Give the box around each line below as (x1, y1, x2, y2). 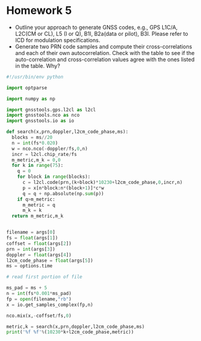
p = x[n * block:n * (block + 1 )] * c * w (22, 185, 104, 191)
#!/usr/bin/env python (6, 74, 64, 80)
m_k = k (22, 207, 42, 213)
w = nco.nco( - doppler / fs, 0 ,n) (12, 146, 88, 152)
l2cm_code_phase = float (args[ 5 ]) (6, 258, 94, 264)
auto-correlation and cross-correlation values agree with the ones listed (15, 56, 195, 63)
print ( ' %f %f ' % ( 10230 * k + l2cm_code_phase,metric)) (6, 329, 134, 336)
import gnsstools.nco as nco (6, 112, 80, 119)
